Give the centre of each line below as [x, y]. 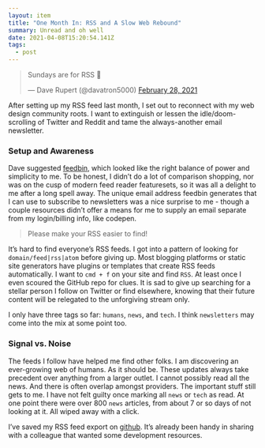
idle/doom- [218, 114]
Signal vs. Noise [40, 344]
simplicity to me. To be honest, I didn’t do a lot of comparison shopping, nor [131, 177]
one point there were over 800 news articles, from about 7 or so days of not [130, 403]
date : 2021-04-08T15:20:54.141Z [61, 38]
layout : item [30, 15]
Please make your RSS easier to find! [88, 234]
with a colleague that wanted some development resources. [105, 435]
